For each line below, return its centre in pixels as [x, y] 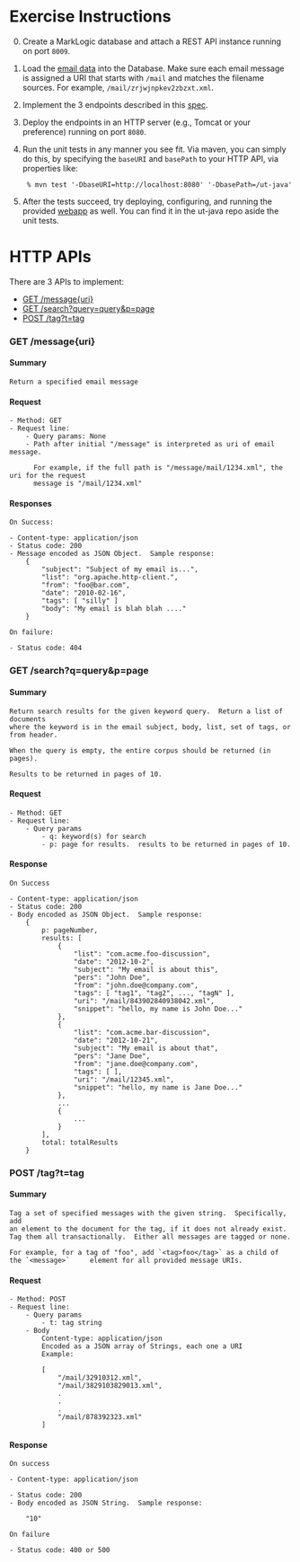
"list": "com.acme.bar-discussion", [142, 1032]
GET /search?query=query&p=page [88, 308]
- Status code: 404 [46, 649]
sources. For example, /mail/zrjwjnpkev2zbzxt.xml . [118, 87]
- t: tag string [72, 1323]
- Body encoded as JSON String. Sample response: [106, 1503]
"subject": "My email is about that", [146, 1048]
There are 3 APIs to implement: [66, 281]
